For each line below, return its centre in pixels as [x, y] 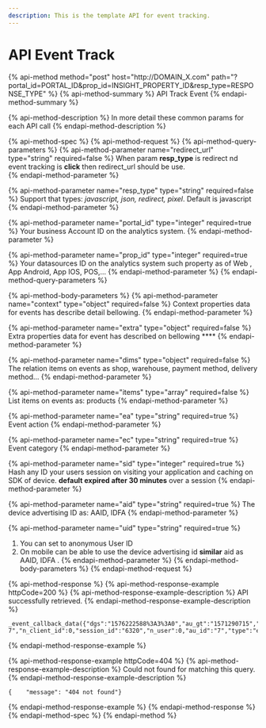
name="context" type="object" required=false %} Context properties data [129, 304]
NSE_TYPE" [27, 94]
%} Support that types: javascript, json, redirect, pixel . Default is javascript [130, 198]
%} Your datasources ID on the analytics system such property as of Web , [130, 263]
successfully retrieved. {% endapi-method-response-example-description [129, 600]
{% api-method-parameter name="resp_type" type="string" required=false [131, 190]
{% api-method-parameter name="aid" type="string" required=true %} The [132, 504]
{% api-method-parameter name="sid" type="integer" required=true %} [127, 463]
